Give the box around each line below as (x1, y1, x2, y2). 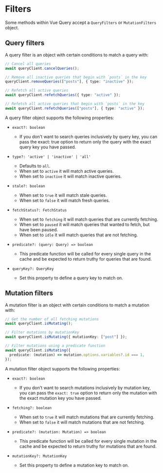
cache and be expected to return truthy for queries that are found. (19, 256, 152, 262)
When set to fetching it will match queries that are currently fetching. (19, 216, 158, 222)
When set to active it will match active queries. (19, 168, 114, 174)
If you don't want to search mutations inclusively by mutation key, (19, 385, 151, 391)
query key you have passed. (19, 144, 76, 150)
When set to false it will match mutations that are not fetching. (19, 419, 145, 425)
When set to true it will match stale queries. (19, 192, 107, 198)
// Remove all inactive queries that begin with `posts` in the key (5, 75, 147, 80)
